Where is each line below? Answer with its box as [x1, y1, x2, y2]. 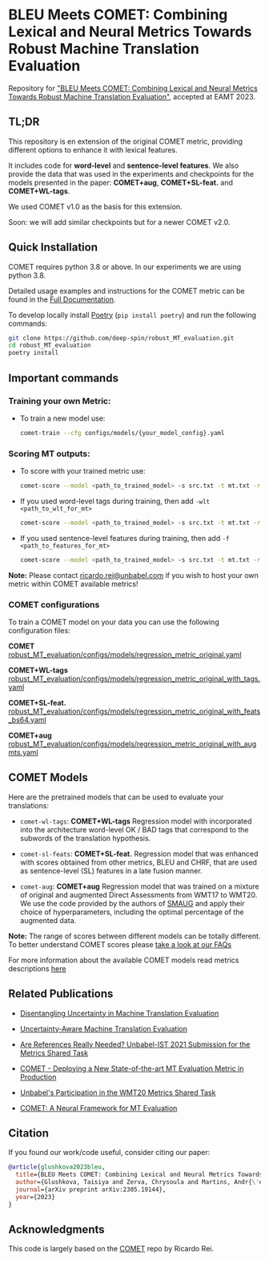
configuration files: [8, 625, 70, 635]
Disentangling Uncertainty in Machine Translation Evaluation [19, 1008, 219, 1018]
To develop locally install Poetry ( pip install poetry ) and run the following [8, 310, 256, 319]
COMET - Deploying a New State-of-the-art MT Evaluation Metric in [19, 1064, 244, 1073]
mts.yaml [8, 747, 38, 757]
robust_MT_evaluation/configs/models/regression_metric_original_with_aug [8, 738, 257, 748]
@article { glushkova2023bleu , [8, 1163, 106, 1171]
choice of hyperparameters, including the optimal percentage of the [19, 907, 244, 917]
